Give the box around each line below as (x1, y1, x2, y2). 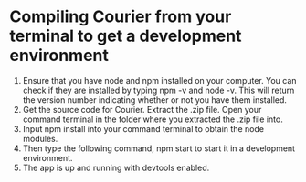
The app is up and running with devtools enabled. (22, 162, 210, 173)
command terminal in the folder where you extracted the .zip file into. (22, 114, 283, 125)
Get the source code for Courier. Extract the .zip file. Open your (22, 104, 262, 115)
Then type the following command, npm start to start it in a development (22, 143, 295, 154)
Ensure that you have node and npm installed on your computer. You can (22, 75, 297, 86)
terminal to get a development (9, 25, 242, 46)
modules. (22, 133, 58, 144)
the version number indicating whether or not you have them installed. (22, 94, 288, 106)
